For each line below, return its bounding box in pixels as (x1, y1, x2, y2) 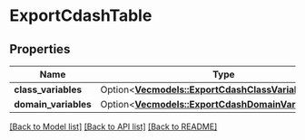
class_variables (14, 83, 83, 96)
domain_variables (14, 98, 93, 110)
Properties (9, 42, 71, 57)
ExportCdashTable (9, 5, 152, 26)
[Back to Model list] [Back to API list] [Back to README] (9, 121, 218, 132)
